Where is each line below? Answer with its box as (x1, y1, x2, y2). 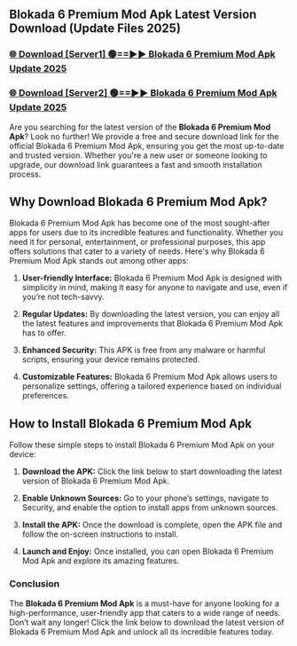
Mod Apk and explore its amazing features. (21, 555, 180, 566)
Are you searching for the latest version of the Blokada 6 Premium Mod (9, 122, 271, 132)
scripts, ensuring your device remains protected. (21, 354, 200, 365)
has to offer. (21, 327, 66, 338)
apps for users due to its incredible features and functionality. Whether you (9, 227, 284, 238)
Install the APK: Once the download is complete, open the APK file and (21, 519, 283, 531)
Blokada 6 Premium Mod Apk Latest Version (9, 7, 257, 22)
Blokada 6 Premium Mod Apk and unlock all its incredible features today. (9, 626, 275, 637)
